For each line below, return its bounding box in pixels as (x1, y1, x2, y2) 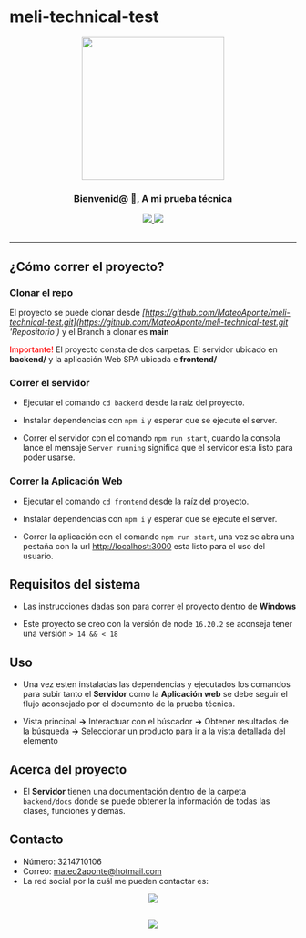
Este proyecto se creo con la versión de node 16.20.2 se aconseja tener (22, 619, 293, 630)
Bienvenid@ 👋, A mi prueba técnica (73, 192, 233, 204)
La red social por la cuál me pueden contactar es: (22, 875, 209, 886)
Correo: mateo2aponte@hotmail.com (22, 865, 162, 877)
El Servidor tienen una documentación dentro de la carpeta (22, 786, 247, 797)
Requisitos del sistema (9, 577, 141, 592)
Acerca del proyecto (9, 762, 127, 777)
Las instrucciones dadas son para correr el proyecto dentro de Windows (22, 600, 297, 612)
